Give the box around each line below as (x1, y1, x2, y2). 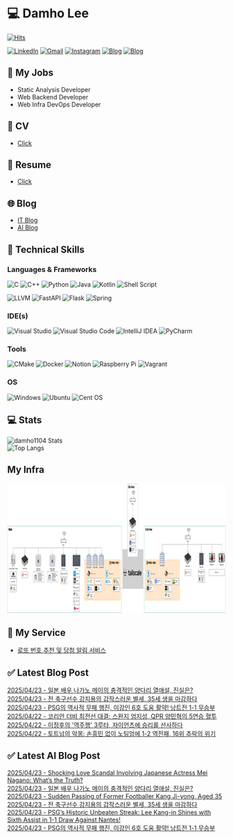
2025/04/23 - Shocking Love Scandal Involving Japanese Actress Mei (7, 768, 208, 776)
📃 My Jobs (7, 67, 54, 79)
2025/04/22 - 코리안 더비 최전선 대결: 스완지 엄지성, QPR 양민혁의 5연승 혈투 (7, 712, 217, 721)
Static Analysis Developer (17, 85, 91, 94)
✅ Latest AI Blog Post (7, 750, 101, 762)
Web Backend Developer (17, 93, 89, 101)
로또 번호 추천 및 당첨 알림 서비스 (17, 646, 106, 655)
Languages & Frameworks (7, 264, 97, 274)
